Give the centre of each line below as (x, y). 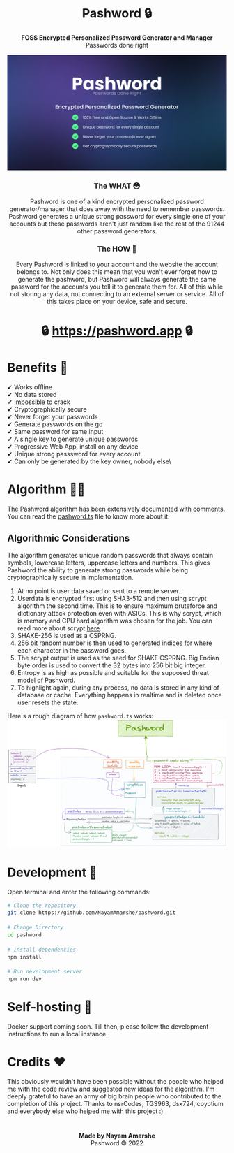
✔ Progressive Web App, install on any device (73, 446)
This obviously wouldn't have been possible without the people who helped (116, 1082)
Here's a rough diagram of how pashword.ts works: (80, 716)
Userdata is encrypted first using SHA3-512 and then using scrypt (112, 598)
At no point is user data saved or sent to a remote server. (99, 590)
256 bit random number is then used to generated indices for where (115, 643)
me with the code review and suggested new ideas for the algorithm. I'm (111, 1089)
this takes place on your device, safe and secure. (117, 301)
